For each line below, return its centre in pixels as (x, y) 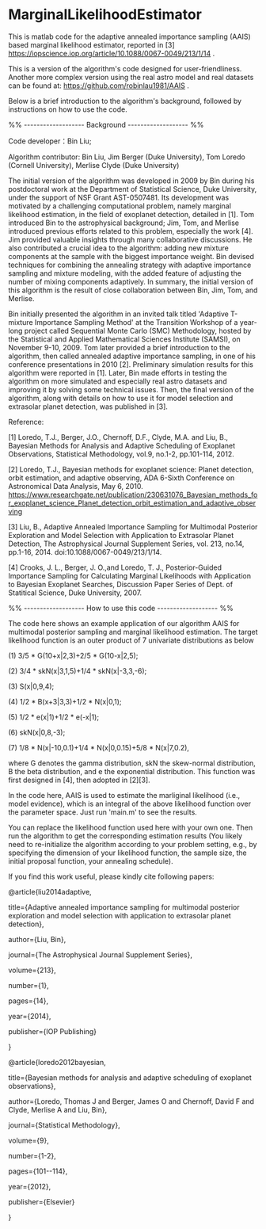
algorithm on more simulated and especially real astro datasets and (118, 381)
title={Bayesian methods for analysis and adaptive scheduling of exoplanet (130, 1077)
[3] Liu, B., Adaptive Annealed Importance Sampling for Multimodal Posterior (133, 527)
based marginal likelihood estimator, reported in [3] (91, 44)
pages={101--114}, (38, 1171)
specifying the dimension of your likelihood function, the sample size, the (127, 853)
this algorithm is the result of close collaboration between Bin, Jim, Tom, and (133, 290)
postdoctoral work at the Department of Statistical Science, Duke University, (133, 189)
